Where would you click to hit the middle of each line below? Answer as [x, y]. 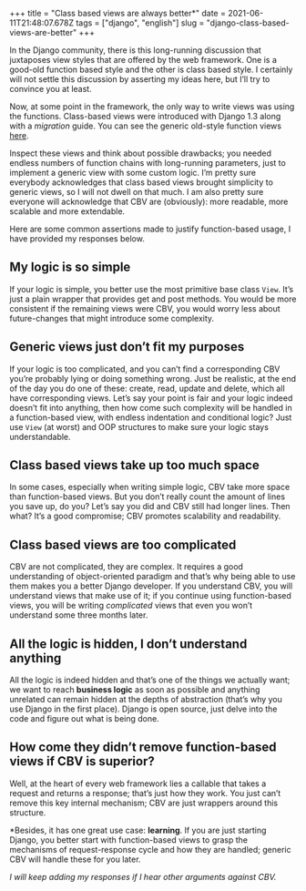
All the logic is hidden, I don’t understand [128, 644]
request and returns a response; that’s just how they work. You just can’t [145, 793]
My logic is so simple [70, 267]
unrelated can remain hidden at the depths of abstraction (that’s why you [146, 700]
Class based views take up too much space [134, 465]
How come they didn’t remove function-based [143, 748]
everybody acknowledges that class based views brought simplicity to [141, 182]
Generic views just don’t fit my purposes [127, 347]
